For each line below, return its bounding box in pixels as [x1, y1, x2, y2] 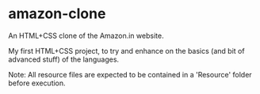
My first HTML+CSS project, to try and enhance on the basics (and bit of [8, 46, 245, 55]
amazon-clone [8, 5, 106, 23]
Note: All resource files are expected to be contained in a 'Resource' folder [8, 70, 252, 79]
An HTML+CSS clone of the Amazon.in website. [8, 31, 164, 40]
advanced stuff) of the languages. [8, 55, 120, 64]
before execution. [8, 78, 66, 88]
